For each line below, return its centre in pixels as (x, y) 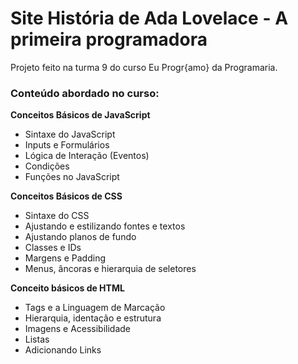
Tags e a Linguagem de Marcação (95, 308)
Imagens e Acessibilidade (78, 329)
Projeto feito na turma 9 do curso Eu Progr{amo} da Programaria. (144, 67)
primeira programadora (109, 39)
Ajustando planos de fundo (80, 237)
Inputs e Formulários (67, 145)
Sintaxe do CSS (57, 216)
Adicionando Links (63, 350)
